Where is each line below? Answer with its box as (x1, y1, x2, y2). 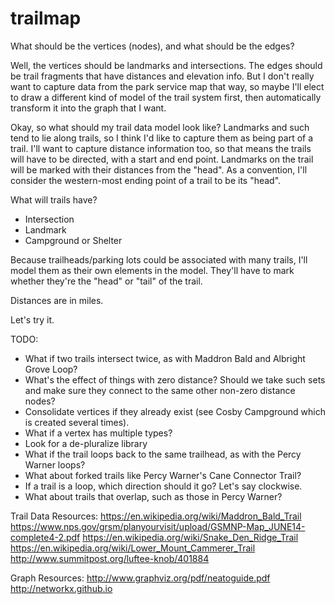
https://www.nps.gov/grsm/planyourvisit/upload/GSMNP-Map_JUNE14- (10, 520, 306, 532)
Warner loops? (24, 458, 86, 471)
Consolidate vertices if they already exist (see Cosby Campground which (24, 405, 326, 417)
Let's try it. (10, 313, 55, 326)
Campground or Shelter (24, 234, 123, 246)
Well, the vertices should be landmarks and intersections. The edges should (10, 59, 323, 71)
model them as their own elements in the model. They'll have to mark (10, 264, 295, 276)
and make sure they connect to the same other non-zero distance (24, 384, 296, 396)
